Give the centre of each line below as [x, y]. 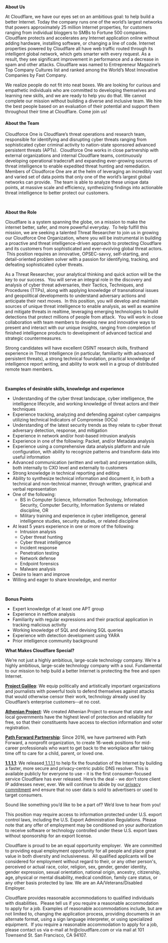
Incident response [38, 548]
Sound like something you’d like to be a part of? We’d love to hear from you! [83, 805]
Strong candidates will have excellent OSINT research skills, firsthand [77, 348]
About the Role [21, 212]
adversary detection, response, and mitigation [60, 430]
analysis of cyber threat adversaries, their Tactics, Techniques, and [74, 285]
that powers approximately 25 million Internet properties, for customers [79, 27]
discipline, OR [34, 511]
